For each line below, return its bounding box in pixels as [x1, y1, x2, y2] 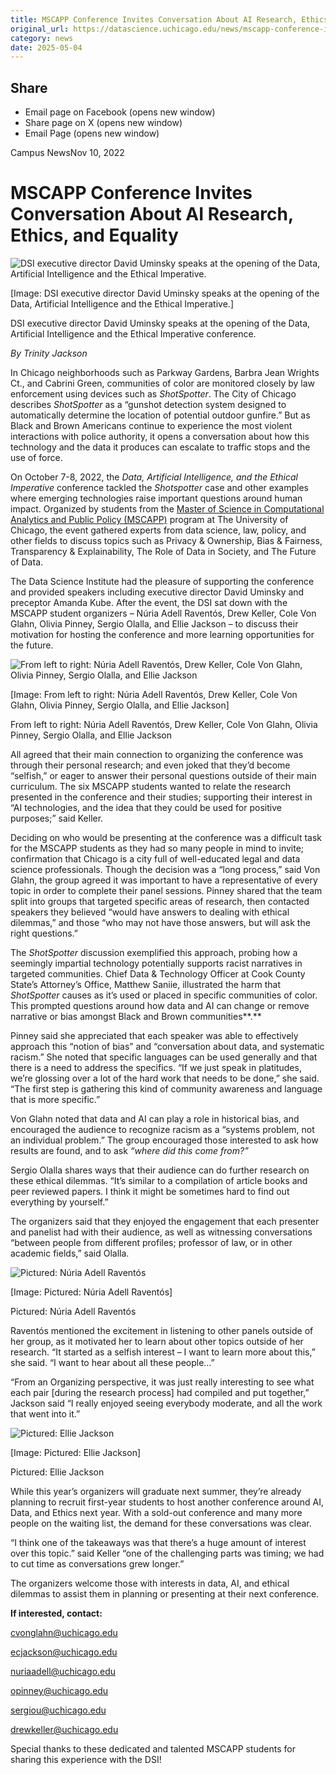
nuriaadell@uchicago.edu [10, 1666, 117, 1677]
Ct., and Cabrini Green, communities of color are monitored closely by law [10, 377, 316, 389]
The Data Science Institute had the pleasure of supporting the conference [10, 576, 315, 587]
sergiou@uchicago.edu [10, 1704, 107, 1716]
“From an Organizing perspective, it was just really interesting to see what [10, 1376, 315, 1388]
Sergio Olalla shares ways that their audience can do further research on [10, 1164, 310, 1176]
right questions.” [10, 927, 79, 939]
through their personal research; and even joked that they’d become [10, 759, 291, 771]
